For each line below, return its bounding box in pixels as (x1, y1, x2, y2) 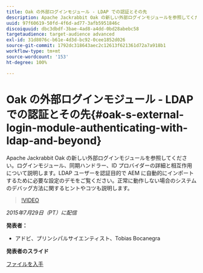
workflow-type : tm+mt (6, 48, 61, 54)
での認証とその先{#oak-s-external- (6, 108, 184, 121)
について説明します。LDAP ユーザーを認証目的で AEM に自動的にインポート (6, 170, 195, 177)
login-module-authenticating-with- (6, 121, 188, 135)
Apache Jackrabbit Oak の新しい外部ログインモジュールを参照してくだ (6, 155, 182, 162)
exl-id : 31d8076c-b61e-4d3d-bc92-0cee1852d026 (6, 37, 126, 43)
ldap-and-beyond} (6, 133, 102, 147)
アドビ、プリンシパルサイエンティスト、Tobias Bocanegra (14, 235, 161, 242)
